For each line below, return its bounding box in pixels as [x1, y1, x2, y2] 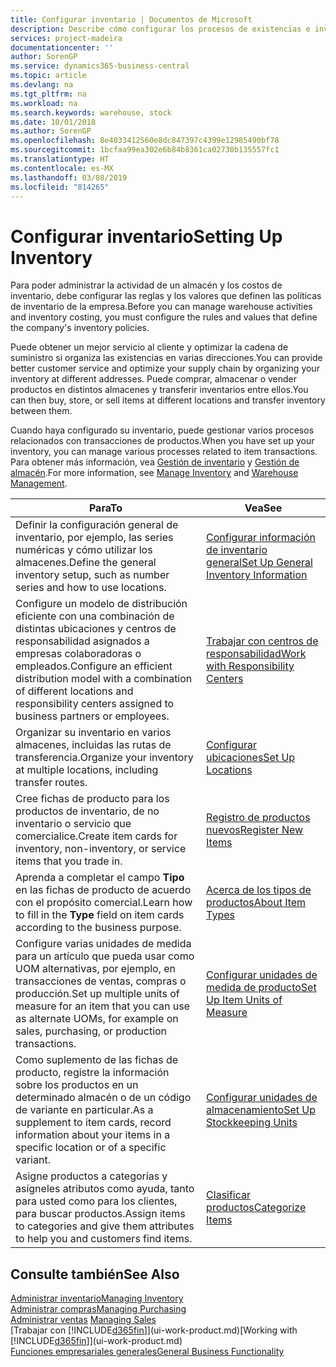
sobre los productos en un [15, 1078, 139, 1092]
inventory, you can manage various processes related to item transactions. [10, 446, 318, 458]
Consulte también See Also [10, 1266, 180, 1283]
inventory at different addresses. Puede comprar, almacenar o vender [10, 373, 298, 385]
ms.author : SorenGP [10, 126, 92, 136]
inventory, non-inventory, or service [15, 842, 187, 856]
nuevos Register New [206, 823, 304, 837]
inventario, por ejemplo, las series [15, 531, 174, 545]
